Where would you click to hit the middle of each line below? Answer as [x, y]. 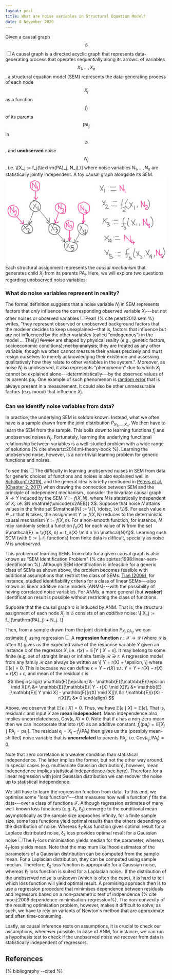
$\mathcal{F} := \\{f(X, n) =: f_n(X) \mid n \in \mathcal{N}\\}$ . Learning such [86, 532]
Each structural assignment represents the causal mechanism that [75, 267]
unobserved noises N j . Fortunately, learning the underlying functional [79, 438]
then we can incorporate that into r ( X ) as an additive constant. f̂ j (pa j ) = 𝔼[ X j [85, 725]
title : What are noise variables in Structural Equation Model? [75, 16]
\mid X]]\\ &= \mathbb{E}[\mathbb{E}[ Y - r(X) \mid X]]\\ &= [73, 687]
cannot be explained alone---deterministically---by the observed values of [84, 374]
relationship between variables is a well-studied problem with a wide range [85, 443]
